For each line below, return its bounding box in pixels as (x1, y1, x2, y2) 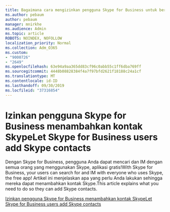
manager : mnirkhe (5, 21, 42, 27)
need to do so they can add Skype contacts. (5, 186, 98, 192)
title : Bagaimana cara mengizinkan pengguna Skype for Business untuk (5, 7, 157, 13)
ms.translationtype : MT (5, 74, 56, 79)
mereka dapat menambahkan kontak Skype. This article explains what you (5, 180, 159, 187)
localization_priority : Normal (5, 41, 71, 46)
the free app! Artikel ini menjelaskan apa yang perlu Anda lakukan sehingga (5, 175, 163, 181)
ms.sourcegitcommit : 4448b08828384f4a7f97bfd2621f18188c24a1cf (5, 69, 142, 74)
